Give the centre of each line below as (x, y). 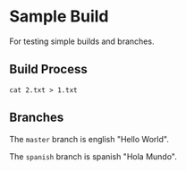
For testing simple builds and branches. (82, 41)
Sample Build (59, 17)
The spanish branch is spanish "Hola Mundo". (93, 156)
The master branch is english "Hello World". (89, 139)
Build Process (48, 69)
